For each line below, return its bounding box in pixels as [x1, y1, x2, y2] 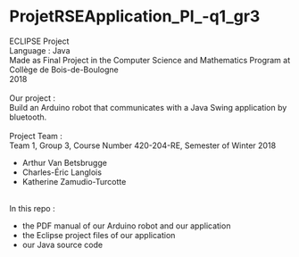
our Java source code [21, 239, 104, 250]
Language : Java [9, 45, 71, 55]
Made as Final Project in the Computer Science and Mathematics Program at [9, 54, 291, 65]
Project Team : [9, 130, 62, 141]
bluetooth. [9, 112, 47, 122]
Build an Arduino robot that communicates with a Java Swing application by [9, 102, 287, 112]
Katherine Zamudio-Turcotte [21, 176, 127, 187]
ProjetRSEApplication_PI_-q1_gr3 [9, 6, 261, 27]
